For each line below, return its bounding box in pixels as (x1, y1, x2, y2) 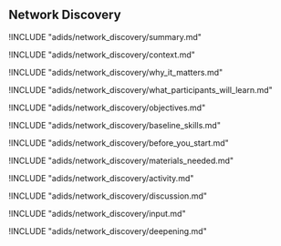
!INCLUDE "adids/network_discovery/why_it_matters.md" (8, 67, 224, 77)
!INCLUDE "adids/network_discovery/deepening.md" (8, 225, 207, 236)
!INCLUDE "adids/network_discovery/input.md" (8, 208, 186, 219)
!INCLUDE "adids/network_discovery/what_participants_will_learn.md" (8, 84, 273, 95)
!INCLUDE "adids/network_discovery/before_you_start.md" (8, 137, 229, 149)
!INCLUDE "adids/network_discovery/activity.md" (8, 172, 194, 183)
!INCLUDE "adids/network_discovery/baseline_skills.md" (8, 119, 221, 130)
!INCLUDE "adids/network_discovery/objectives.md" (8, 102, 206, 113)
